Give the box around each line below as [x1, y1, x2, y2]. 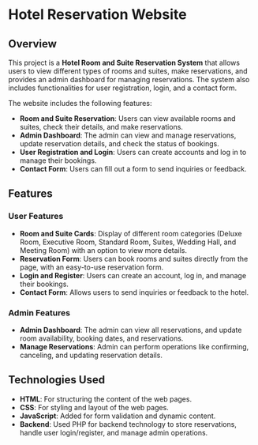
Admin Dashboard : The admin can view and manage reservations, [19, 130, 237, 140]
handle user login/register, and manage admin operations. [19, 428, 208, 437]
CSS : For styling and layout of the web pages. [19, 402, 170, 412]
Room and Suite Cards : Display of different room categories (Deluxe [19, 228, 242, 238]
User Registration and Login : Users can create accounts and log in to [19, 148, 247, 157]
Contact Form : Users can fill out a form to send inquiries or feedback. [19, 164, 247, 173]
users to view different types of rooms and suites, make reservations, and [8, 66, 248, 76]
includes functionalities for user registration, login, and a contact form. [8, 83, 237, 92]
